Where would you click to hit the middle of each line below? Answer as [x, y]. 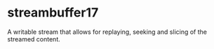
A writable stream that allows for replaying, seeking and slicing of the [107, 32]
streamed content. [34, 39]
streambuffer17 [53, 13]
